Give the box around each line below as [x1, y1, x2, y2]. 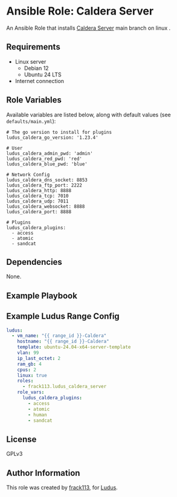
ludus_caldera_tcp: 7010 [6, 193, 69, 199]
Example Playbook [6, 290, 77, 301]
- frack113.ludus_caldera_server [22, 384, 107, 390]
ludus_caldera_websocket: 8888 [6, 203, 85, 210]
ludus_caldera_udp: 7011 [6, 198, 69, 204]
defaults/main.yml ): [6, 117, 56, 125]
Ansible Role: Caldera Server [6, 4, 154, 18]
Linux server [14, 58, 47, 65]
